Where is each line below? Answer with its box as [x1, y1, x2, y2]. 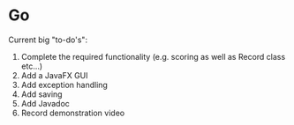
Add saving [20, 89, 63, 99]
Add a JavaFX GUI [20, 70, 89, 80]
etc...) [20, 61, 43, 71]
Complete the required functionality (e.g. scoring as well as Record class [20, 51, 286, 62]
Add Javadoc [20, 98, 70, 108]
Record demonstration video [20, 107, 125, 118]
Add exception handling [20, 79, 108, 90]
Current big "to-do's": [8, 34, 88, 45]
